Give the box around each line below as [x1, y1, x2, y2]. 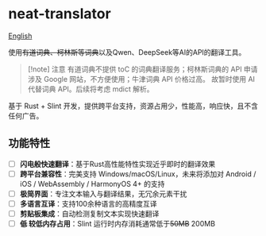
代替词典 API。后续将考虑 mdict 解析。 [27, 84, 154, 94]
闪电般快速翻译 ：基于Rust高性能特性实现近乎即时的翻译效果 [19, 159, 216, 168]
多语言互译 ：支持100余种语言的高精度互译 [19, 199, 157, 208]
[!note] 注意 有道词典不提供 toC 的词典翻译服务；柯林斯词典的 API [27, 64, 242, 74]
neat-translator [8, 5, 111, 23]
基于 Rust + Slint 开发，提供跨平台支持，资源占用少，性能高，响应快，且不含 [8, 101, 258, 110]
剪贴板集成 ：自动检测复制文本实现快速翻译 [19, 209, 160, 219]
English [8, 31, 33, 41]
